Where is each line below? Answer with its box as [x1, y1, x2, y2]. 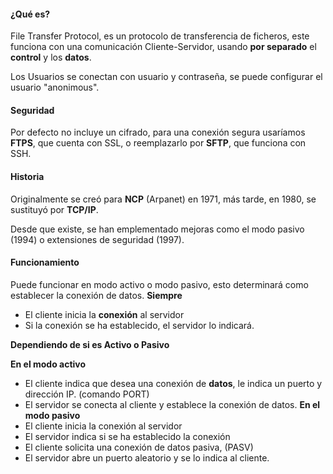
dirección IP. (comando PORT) [24, 388, 150, 400]
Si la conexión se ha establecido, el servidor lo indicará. [24, 319, 255, 331]
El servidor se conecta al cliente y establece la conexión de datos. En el [24, 398, 321, 410]
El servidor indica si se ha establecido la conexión [24, 430, 231, 442]
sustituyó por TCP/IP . [10, 203, 99, 215]
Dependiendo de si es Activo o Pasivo [10, 338, 170, 350]
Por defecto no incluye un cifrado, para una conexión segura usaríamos [10, 126, 306, 139]
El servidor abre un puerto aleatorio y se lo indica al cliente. [24, 451, 270, 464]
